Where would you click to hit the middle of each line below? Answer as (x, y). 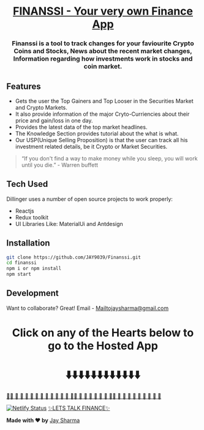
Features (24, 86)
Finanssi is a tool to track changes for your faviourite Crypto (103, 43)
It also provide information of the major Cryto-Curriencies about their (102, 114)
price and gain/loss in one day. (54, 120)
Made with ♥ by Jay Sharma (43, 420)
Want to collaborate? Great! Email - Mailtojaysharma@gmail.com (88, 308)
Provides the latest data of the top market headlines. (81, 127)
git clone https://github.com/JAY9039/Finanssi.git (74, 257)
